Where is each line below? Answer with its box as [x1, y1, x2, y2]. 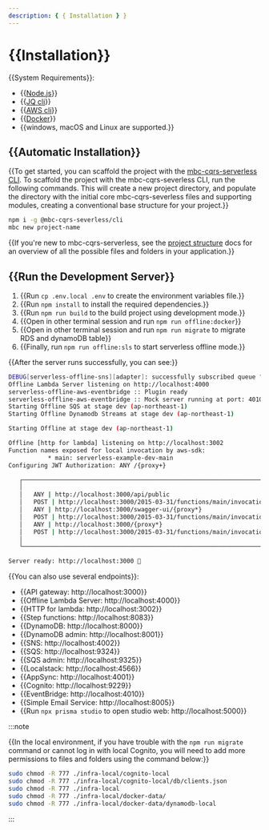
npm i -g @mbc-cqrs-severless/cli [8, 216, 124, 224]
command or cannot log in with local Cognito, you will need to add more [8, 746, 246, 756]
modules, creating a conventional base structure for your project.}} [8, 201, 230, 211]
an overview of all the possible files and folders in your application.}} [8, 247, 235, 256]
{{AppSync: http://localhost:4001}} [19, 672, 134, 682]
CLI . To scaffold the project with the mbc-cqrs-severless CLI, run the [8, 175, 236, 185]
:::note [8, 722, 30, 732]
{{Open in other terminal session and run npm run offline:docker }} [19, 316, 242, 326]
